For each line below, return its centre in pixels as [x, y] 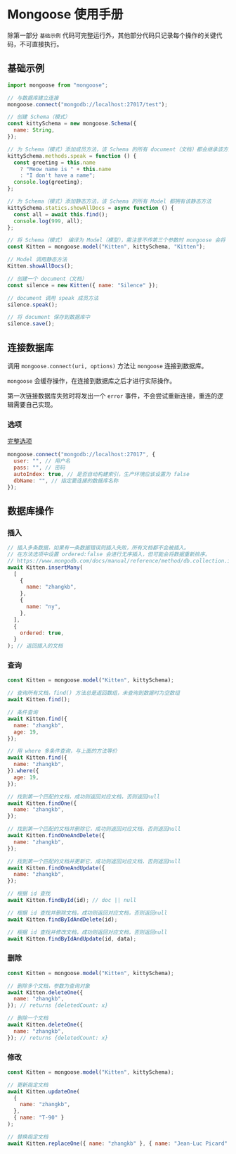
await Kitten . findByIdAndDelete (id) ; [63, 920]
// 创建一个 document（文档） [47, 279]
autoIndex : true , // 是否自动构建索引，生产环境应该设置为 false [101, 474]
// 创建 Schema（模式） [39, 117]
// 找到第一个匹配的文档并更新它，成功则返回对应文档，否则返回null [94, 861]
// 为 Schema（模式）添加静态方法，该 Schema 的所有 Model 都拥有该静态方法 [110, 201]
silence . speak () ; [33, 305]
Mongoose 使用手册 [65, 14]
